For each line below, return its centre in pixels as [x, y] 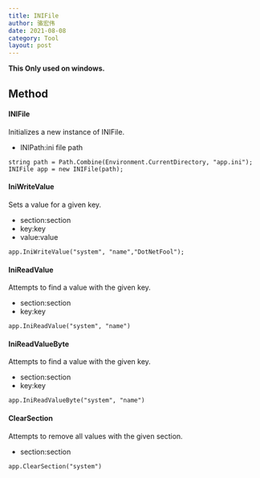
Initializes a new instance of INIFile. [67, 132]
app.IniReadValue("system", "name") [69, 326]
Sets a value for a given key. [55, 205]
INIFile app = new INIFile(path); [66, 169]
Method [28, 93]
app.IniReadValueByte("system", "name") [77, 401]
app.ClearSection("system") [55, 466]
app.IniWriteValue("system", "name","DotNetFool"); [96, 252]
